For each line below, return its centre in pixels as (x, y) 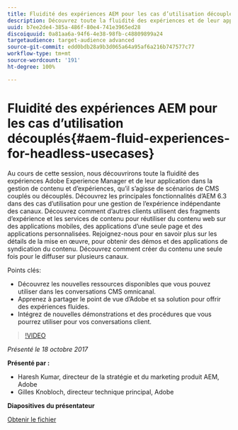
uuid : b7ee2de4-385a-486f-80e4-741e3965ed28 (74, 27)
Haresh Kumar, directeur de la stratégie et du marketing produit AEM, (118, 377)
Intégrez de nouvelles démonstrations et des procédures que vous (114, 314)
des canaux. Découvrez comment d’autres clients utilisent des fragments (114, 211)
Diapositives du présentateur (51, 405)
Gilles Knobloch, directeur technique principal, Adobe (96, 392)
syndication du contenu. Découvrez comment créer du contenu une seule (115, 249)
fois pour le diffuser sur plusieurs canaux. (68, 256)
